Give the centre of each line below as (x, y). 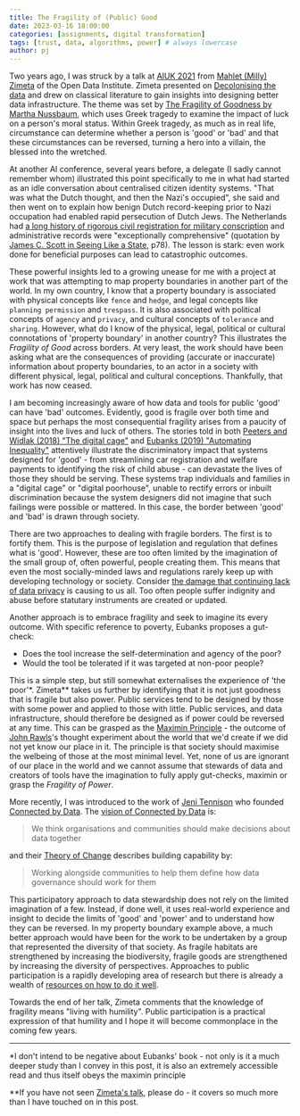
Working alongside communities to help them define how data (145, 873)
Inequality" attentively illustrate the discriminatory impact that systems (139, 451)
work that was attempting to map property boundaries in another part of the (149, 281)
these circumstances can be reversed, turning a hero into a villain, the (137, 143)
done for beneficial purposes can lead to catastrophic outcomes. (129, 254)
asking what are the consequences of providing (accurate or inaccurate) (142, 357)
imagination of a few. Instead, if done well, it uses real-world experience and (150, 909)
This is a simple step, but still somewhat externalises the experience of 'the (147, 681)
